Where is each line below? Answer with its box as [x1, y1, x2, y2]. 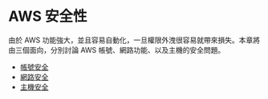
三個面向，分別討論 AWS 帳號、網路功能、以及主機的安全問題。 [14, 45, 225, 54]
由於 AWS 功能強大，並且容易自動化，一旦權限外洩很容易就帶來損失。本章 [8, 35, 254, 45]
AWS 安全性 [8, 7, 87, 26]
